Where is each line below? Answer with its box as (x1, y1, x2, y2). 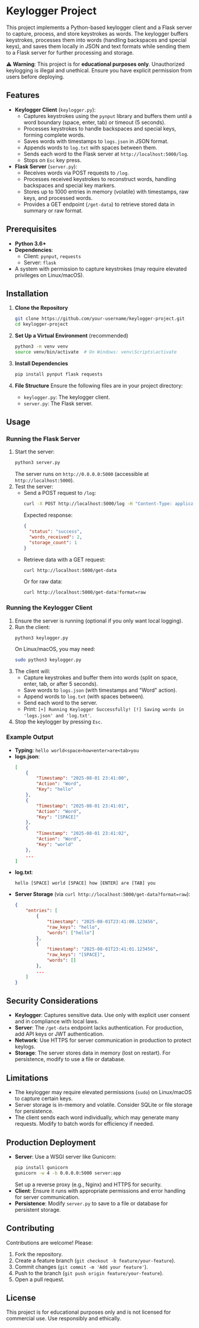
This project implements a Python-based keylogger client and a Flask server (6, 24, 192, 31)
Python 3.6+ (14, 240, 46, 247)
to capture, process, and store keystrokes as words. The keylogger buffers (6, 30, 188, 37)
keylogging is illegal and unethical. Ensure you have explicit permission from (6, 66, 192, 74)
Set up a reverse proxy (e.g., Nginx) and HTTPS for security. (14, 1181, 162, 1188)
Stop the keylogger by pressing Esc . (14, 718, 102, 725)
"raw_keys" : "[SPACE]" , (46, 952, 105, 958)
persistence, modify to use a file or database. (14, 1056, 126, 1063)
